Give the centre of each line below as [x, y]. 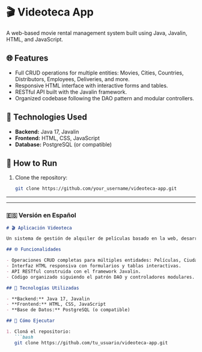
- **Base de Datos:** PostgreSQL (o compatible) [68, 310]
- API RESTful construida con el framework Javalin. [74, 272]
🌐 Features [27, 58]
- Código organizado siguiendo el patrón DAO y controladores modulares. [101, 277]
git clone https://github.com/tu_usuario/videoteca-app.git [91, 343]
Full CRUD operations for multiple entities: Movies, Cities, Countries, [99, 73]
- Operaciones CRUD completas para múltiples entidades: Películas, [94, 260]
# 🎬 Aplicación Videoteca [39, 228]
